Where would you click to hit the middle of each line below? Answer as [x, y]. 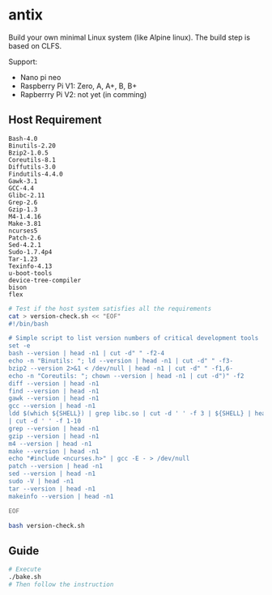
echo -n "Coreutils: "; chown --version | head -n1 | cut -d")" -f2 [126, 376]
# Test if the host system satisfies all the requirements [110, 308]
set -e [19, 346]
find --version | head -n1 [54, 391]
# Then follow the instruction [61, 584]
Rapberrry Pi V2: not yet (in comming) [83, 94]
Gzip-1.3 [23, 209]
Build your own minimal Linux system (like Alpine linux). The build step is [130, 37]
